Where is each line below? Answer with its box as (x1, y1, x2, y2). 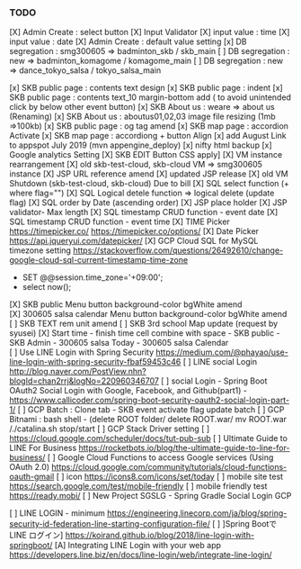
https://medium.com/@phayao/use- (155, 347, 289, 357)
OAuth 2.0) (9, 462, 50, 473)
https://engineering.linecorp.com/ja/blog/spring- (107, 508, 288, 519)
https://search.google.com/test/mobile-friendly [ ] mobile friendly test (9, 481, 268, 492)
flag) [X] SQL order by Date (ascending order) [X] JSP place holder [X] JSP (9, 197, 288, 208)
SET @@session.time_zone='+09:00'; (22, 272, 164, 283)
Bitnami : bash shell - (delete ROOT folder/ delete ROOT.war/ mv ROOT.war (9, 414, 288, 425)
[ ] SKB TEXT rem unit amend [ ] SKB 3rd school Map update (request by (9, 318, 279, 330)
